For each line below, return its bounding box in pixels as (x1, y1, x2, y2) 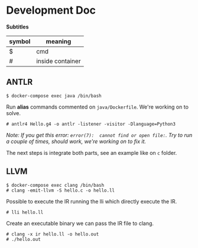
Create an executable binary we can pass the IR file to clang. (6, 220, 154, 227)
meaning (46, 37, 72, 45)
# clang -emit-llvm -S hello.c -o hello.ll (6, 187, 115, 193)
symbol (9, 37, 31, 45)
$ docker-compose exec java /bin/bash (6, 93, 102, 98)
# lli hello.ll (6, 209, 44, 215)
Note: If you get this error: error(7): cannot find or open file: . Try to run (6, 131, 193, 138)
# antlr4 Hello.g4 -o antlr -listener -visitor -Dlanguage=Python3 (6, 121, 176, 127)
